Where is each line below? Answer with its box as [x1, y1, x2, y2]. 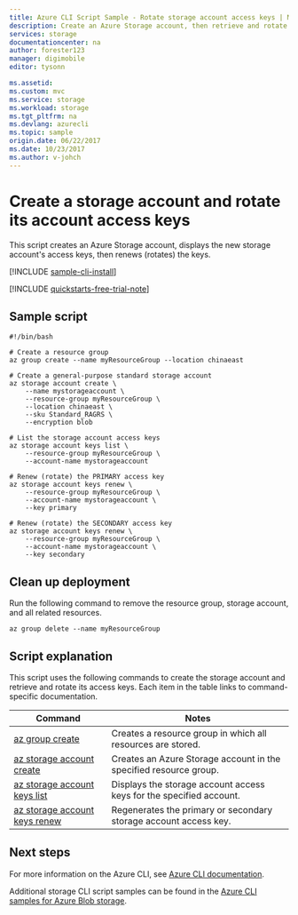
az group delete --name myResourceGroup [9, 625, 161, 633]
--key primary [25, 504, 77, 513]
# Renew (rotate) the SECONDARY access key [9, 519, 173, 529]
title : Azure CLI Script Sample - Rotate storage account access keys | [9, 12, 284, 22]
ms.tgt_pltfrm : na [9, 112, 77, 121]
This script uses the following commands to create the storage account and [9, 672, 286, 682]
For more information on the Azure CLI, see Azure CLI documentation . [9, 868, 264, 879]
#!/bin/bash [9, 332, 53, 342]
